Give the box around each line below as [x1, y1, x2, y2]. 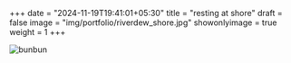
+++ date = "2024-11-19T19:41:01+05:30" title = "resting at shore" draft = [9, 8, 283, 18]
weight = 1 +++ [9, 27, 66, 37]
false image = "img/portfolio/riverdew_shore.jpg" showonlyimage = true [9, 17, 277, 28]
